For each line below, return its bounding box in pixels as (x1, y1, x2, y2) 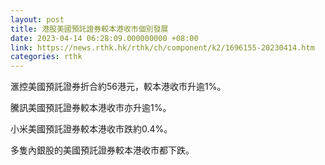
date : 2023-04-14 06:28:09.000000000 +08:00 (10, 33, 199, 43)
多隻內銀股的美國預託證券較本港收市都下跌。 (10, 144, 195, 156)
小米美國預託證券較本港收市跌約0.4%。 (10, 123, 173, 135)
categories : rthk (10, 52, 83, 62)
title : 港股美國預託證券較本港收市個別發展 (10, 24, 169, 34)
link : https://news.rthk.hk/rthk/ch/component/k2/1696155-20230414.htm (10, 42, 315, 53)
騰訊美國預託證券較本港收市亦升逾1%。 (10, 102, 172, 114)
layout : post (10, 14, 65, 25)
